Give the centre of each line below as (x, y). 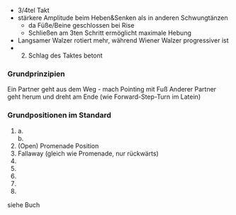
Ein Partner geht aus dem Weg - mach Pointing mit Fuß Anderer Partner (112, 89)
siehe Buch (24, 204)
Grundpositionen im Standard (60, 115)
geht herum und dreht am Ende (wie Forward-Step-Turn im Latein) (104, 97)
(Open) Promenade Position (58, 145)
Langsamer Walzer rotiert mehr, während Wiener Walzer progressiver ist (123, 40)
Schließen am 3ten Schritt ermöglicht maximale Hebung (109, 33)
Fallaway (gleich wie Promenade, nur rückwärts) (88, 153)
